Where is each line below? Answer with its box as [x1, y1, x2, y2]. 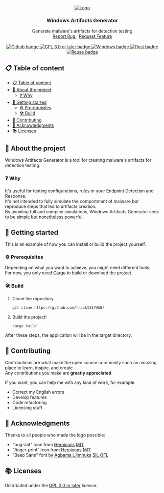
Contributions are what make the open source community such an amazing [5, 360, 157, 366]
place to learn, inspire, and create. [5, 365, 74, 371]
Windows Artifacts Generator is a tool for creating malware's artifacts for [5, 157, 152, 163]
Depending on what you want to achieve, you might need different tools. [5, 265, 151, 271]
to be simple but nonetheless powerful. [5, 214, 84, 220]
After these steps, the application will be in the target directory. [5, 332, 132, 338]
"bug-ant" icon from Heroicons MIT [12, 442, 84, 447]
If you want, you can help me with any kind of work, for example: [5, 379, 136, 385]
